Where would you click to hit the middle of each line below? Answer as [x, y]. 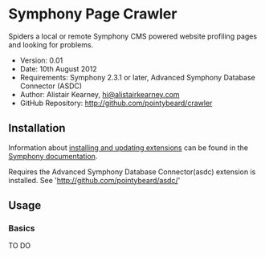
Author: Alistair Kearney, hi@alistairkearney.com [100, 94]
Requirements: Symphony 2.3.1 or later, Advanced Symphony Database [137, 77]
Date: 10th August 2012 [59, 68]
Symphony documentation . [53, 156]
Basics [22, 228]
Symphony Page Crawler [93, 14]
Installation [37, 128]
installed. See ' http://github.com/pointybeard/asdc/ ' [94, 180]
